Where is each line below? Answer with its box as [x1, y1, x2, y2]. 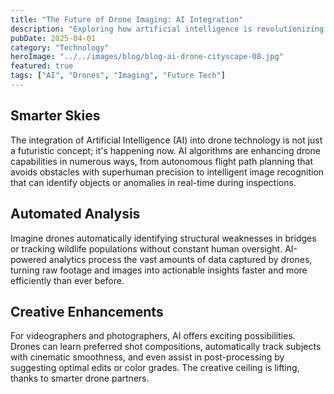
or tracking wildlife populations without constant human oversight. [10, 242, 283, 255]
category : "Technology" [10, 42, 110, 53]
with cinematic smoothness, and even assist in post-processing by [10, 351, 285, 363]
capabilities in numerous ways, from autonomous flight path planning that [10, 155, 314, 167]
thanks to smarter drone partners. [10, 372, 150, 385]
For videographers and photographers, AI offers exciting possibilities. [10, 330, 296, 342]
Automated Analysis [10, 206, 141, 223]
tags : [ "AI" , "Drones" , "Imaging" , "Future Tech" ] [10, 71, 226, 81]
